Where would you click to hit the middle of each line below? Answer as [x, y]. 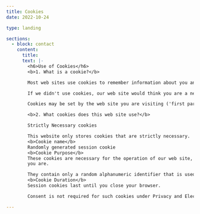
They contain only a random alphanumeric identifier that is [105, 175]
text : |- [33, 61]
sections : [18, 39]
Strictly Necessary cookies [62, 125]
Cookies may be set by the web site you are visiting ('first [106, 104]
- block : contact [33, 44]
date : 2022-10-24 [28, 17]
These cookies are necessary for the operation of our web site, [110, 158]
